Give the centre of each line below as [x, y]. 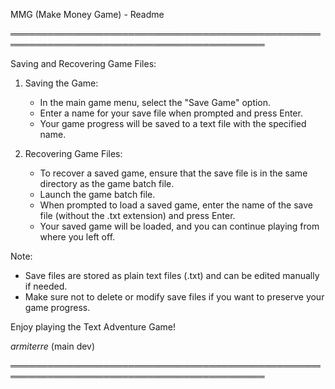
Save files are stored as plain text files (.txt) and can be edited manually [172, 275]
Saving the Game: [61, 83]
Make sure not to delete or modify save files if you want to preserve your [174, 297]
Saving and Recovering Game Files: [83, 63]
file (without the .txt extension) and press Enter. [137, 215]
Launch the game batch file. [97, 194]
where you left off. [77, 237]
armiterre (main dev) [53, 346]
